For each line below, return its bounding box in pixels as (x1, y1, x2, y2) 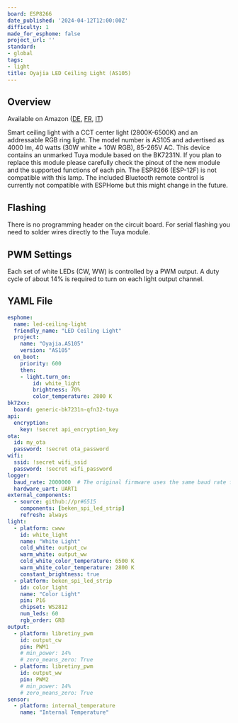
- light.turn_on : (20, 373, 72, 380)
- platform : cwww (13, 525, 65, 532)
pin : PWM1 (20, 643, 50, 650)
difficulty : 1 (7, 23, 50, 30)
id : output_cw (20, 637, 62, 644)
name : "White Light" (20, 537, 81, 545)
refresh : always (20, 511, 69, 518)
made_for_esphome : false (7, 30, 81, 38)
